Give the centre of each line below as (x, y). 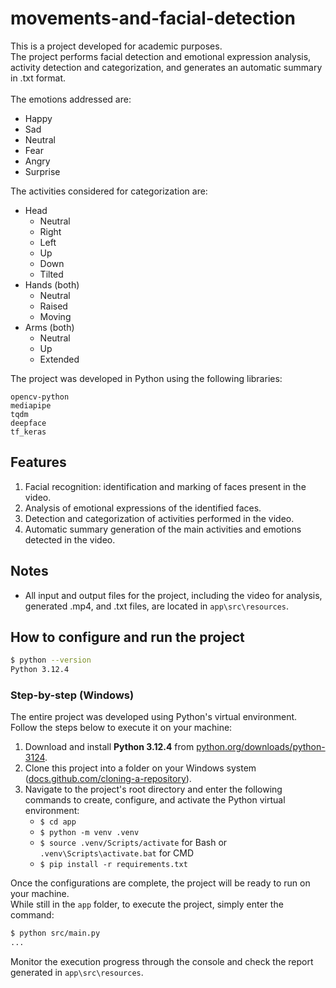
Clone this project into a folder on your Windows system (140, 768)
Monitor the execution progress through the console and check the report (162, 962)
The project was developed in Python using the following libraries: (146, 378)
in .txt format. (38, 78)
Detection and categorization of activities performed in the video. (159, 518)
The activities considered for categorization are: (109, 191)
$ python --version (51, 660)
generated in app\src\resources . (77, 973)
